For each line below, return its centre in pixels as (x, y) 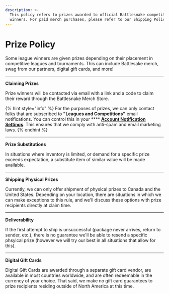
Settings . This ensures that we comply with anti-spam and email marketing (83, 125)
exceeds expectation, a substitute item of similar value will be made (75, 160)
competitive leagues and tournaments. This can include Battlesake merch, (82, 64)
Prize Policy (30, 44)
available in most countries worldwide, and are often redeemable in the (79, 275)
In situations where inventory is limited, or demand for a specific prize (77, 154)
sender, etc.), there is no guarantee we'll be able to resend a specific (76, 235)
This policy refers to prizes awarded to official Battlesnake (77, 15)
